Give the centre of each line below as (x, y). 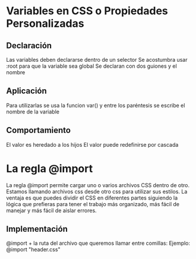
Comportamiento (39, 130)
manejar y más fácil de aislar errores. (51, 210)
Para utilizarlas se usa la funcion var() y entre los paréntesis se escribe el (96, 105)
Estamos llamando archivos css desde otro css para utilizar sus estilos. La (97, 191)
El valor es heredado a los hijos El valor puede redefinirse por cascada (92, 144)
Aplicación (27, 91)
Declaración (29, 45)
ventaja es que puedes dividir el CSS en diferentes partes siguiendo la (92, 198)
